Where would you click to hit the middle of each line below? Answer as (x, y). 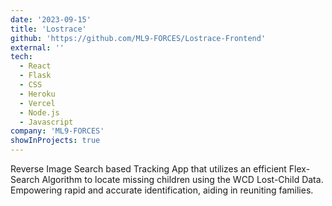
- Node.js (39, 112)
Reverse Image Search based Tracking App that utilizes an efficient (148, 169)
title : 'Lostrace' (48, 29)
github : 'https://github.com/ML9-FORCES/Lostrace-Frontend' (138, 38)
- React (35, 66)
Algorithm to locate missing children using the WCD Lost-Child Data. (182, 179)
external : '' (37, 47)
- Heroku (37, 94)
